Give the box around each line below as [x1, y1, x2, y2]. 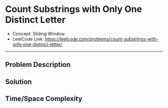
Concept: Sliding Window [12, 30, 65, 36]
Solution [5, 77, 32, 86]
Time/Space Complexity [5, 94, 82, 103]
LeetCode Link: [12, 36, 44, 42]
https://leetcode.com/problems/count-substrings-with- [44, 36, 159, 42]
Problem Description [5, 60, 71, 69]
